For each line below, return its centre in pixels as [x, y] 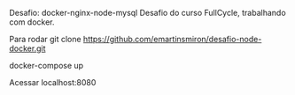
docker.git [27, 48]
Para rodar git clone [45, 39]
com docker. [32, 22]
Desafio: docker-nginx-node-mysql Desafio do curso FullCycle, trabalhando [147, 13]
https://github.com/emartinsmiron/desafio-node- [172, 39]
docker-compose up [47, 66]
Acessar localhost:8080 [53, 82]
